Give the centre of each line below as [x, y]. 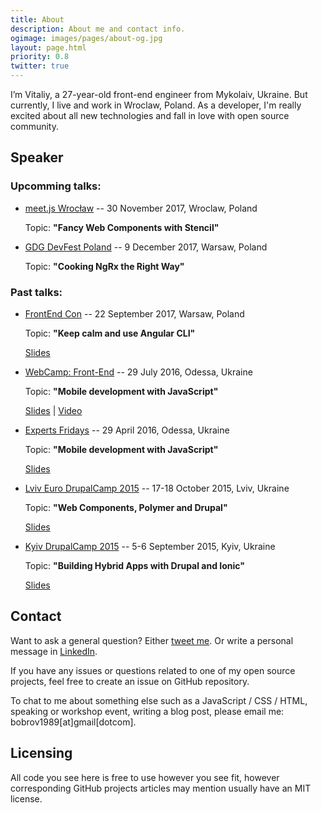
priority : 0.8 [40, 57]
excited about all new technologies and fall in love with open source [150, 115]
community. [34, 126]
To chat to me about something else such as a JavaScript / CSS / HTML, [159, 700]
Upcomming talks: [56, 186]
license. [26, 798]
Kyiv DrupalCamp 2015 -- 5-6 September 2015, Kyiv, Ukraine [150, 546]
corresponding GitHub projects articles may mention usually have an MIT [161, 788]
